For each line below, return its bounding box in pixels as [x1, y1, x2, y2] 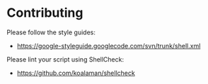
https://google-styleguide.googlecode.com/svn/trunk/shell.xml [16, 41, 201, 50]
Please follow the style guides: [6, 28, 96, 36]
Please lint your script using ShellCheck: [6, 55, 125, 64]
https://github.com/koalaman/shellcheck [16, 69, 135, 77]
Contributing [6, 5, 83, 21]
